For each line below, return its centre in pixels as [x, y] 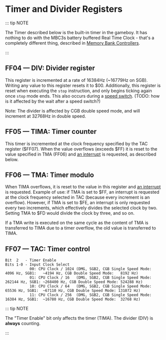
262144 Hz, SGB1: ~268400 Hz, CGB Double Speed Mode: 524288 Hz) [74, 282]
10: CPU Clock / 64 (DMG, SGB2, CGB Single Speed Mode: [91, 286]
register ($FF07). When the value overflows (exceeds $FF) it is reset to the [81, 149]
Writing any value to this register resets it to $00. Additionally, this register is [83, 85]
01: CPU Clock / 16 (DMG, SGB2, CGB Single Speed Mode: [91, 278]
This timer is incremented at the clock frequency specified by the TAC [77, 143]
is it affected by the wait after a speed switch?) [53, 101]
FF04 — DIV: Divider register [50, 68]
